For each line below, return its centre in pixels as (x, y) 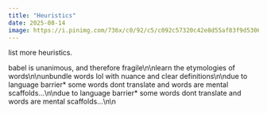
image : (19, 30)
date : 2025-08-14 (37, 23)
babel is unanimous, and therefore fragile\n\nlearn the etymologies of (122, 68)
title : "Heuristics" (43, 15)
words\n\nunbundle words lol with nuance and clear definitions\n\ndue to (128, 77)
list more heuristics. (41, 53)
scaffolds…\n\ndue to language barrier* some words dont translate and (125, 93)
